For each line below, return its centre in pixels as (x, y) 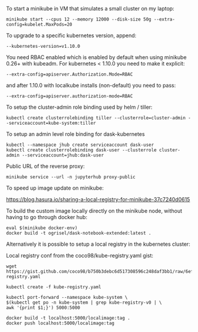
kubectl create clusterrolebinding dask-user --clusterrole (82, 150)
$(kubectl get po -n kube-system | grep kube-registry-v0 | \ (84, 302)
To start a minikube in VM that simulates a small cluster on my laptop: (90, 9)
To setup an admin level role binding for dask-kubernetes (76, 134)
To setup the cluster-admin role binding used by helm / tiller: (79, 107)
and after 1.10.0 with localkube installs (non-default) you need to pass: (91, 85)
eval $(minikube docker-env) (42, 228)
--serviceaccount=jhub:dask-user (63, 155)
